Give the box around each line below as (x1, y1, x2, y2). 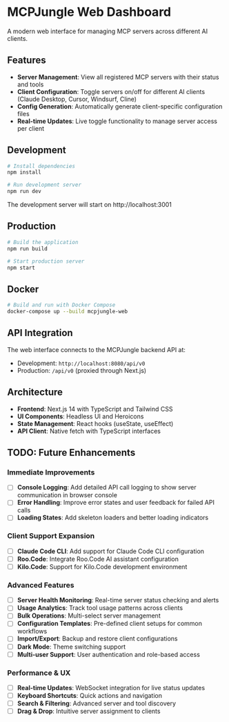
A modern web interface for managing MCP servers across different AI (7, 27, 208, 35)
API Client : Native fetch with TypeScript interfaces (17, 427, 161, 435)
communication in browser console (17, 491, 117, 499)
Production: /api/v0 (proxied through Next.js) (17, 366, 147, 374)
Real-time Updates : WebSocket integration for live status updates (17, 683, 206, 692)
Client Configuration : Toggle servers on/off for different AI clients (17, 87, 206, 95)
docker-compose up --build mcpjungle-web (7, 308, 128, 315)
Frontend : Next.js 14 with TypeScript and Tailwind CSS (17, 405, 173, 413)
